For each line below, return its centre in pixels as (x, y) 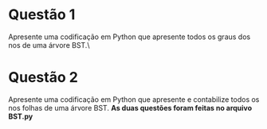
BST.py (21, 116)
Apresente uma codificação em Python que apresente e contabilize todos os (134, 99)
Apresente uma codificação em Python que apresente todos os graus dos (130, 37)
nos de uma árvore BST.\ (49, 45)
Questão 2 (43, 78)
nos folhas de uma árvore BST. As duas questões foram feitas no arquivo (130, 107)
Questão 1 (42, 15)
